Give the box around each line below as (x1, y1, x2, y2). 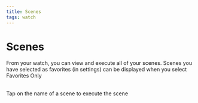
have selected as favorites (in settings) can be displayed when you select (6, 66, 187, 73)
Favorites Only (6, 72, 42, 79)
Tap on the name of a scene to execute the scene (6, 90, 129, 97)
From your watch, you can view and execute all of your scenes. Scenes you (6, 60, 193, 67)
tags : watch (6, 14, 36, 20)
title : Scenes (6, 8, 42, 15)
